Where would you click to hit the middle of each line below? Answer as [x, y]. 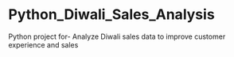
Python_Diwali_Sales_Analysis [111, 15]
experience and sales [43, 44]
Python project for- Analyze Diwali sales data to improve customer [117, 36]
